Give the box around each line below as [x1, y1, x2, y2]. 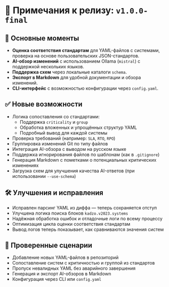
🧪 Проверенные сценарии [5, 241, 93, 250]
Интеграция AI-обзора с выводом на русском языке [12, 146, 127, 152]
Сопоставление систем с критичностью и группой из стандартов [12, 260, 155, 266]
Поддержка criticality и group [19, 119, 89, 125]
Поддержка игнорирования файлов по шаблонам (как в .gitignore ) [12, 151, 160, 158]
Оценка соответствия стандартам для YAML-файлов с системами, [12, 47, 160, 53]
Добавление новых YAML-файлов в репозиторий [12, 254, 119, 260]
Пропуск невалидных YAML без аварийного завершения [12, 265, 136, 272]
